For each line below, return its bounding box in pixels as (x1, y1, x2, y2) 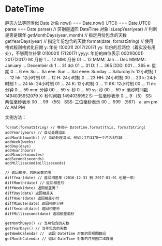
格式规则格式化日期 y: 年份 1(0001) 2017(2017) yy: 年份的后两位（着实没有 (5, 44, 151, 50)
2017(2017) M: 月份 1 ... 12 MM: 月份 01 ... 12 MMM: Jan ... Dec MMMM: (5, 56, 146, 62)
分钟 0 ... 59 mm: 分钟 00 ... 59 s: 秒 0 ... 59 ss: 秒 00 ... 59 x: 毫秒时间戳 (5, 86, 148, 93)
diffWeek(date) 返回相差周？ (5, 185, 59, 190)
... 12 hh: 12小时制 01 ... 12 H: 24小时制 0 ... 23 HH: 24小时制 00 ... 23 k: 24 (5, 74, 153, 81)
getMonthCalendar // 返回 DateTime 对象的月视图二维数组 (5, 236, 114, 241)
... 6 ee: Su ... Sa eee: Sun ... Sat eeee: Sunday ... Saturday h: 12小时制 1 (14, 68, 157, 74)
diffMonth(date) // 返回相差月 (5, 180, 64, 185)
